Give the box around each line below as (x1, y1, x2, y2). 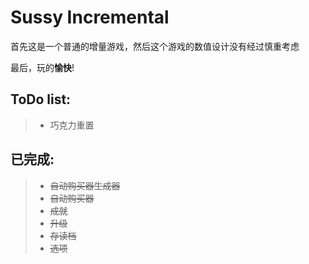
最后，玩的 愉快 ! (10, 61, 75, 73)
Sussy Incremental (10, 6, 170, 29)
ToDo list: (10, 91, 72, 108)
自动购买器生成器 (49, 179, 121, 191)
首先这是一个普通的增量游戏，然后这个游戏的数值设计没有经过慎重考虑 (10, 40, 300, 52)
